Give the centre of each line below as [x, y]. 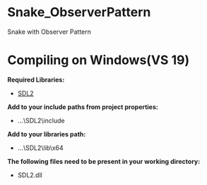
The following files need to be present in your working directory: [104, 161]
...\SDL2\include [41, 120]
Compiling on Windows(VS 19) [99, 60]
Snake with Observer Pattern [49, 32]
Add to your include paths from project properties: [83, 107]
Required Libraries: [36, 79]
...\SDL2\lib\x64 [40, 148]
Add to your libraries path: [47, 134]
